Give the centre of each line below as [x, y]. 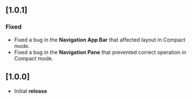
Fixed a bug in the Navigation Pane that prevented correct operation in [100, 52]
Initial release [31, 91]
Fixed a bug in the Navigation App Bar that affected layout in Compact [100, 40]
